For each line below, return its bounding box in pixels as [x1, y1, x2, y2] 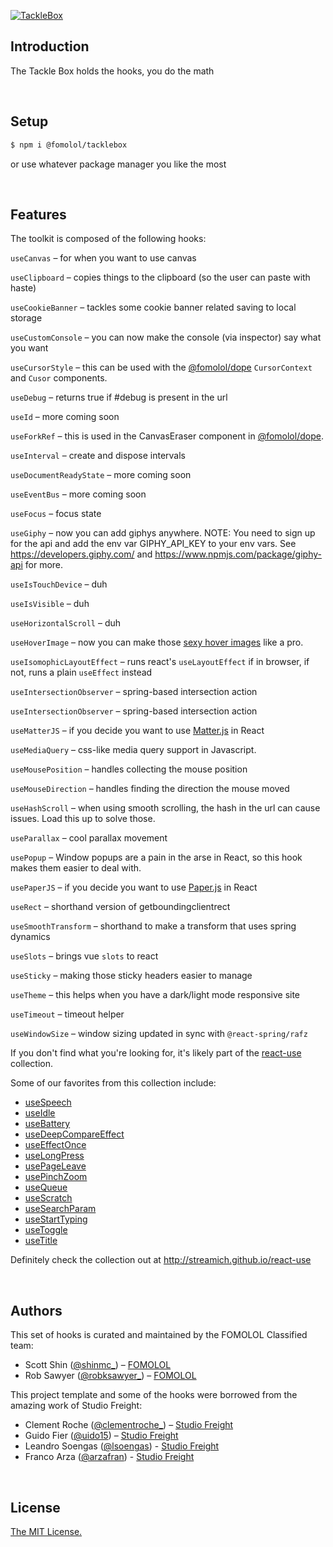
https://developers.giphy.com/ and [10, 548, 153, 560]
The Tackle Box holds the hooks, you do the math [10, 65, 215, 77]
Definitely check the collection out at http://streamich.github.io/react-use [10, 1254, 312, 1266]
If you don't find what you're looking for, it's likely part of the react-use [10, 1047, 302, 1059]
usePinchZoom [24, 1171, 88, 1183]
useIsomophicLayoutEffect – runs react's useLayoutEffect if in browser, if [10, 656, 310, 668]
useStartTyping [24, 1213, 88, 1225]
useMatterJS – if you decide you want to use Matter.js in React [10, 725, 265, 737]
